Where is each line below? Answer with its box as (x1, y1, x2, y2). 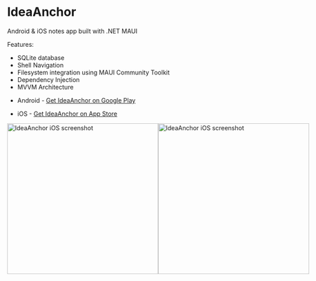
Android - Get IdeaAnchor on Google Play (17, 96, 136, 104)
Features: (7, 40, 34, 48)
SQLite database (17, 53, 65, 62)
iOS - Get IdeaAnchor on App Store (17, 110, 117, 118)
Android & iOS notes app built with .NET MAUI (7, 27, 138, 35)
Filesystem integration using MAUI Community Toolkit (17, 68, 170, 76)
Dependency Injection (17, 75, 80, 83)
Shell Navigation (17, 61, 64, 69)
